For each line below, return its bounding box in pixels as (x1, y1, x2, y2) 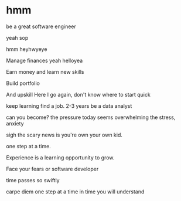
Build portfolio (6, 80, 40, 87)
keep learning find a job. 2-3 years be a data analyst (6, 102, 132, 109)
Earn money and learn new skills (6, 68, 84, 75)
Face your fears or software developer (6, 165, 99, 172)
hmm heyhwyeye (6, 45, 47, 53)
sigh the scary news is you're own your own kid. (6, 131, 123, 138)
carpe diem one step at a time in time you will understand (6, 188, 145, 195)
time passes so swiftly (6, 176, 60, 183)
